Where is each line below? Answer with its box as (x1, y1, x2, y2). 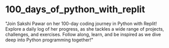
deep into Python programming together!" (5, 37, 93, 43)
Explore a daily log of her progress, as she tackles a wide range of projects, (5, 26, 164, 32)
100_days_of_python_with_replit (5, 4, 146, 15)
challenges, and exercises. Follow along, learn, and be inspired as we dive (5, 31, 161, 37)
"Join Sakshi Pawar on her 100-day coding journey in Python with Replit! (5, 20, 157, 27)
